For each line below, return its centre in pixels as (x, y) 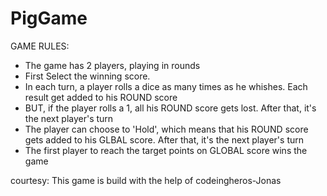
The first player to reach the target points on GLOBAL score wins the (166, 150)
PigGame (49, 18)
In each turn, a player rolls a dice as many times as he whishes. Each (166, 86)
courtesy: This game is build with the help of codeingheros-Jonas (146, 180)
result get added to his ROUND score (101, 97)
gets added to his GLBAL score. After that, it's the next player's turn (164, 139)
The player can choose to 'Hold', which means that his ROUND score (166, 129)
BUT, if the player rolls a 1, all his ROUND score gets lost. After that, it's (170, 108)
